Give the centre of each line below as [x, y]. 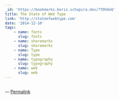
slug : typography [35, 64]
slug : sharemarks [35, 46]
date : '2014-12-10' [25, 23]
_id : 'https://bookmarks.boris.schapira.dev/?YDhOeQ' [60, 9]
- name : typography [33, 59]
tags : [10, 28]
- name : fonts [28, 32]
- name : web [26, 68]
